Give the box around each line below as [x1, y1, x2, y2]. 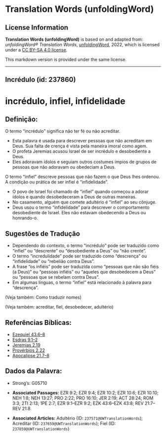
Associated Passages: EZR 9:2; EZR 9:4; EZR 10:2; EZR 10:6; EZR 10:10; [12, 389, 159, 395]
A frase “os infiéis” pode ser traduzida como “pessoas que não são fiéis [12, 264, 159, 270]
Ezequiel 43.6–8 [12, 331, 45, 338]
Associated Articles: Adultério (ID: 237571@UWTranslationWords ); [12, 415, 143, 421]
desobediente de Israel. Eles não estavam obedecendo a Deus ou [12, 210, 146, 216]
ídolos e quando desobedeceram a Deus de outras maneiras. [12, 194, 137, 200]
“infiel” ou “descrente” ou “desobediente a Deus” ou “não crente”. [12, 248, 147, 254]
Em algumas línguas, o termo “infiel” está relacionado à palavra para [12, 279, 152, 286]
